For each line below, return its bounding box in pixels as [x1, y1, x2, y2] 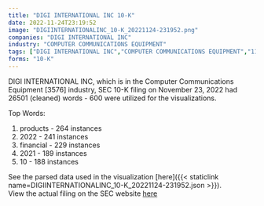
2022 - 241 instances [19, 132, 89, 141]
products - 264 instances [19, 123, 102, 133]
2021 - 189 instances [19, 148, 88, 157]
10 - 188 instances [19, 157, 79, 166]
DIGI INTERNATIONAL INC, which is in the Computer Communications [8, 76, 234, 86]
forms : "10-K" [8, 56, 55, 63]
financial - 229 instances [19, 140, 101, 150]
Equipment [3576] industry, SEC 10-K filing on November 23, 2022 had [8, 85, 238, 94]
